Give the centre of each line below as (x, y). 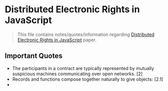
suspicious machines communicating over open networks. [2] (77, 74)
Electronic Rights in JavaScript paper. (57, 40)
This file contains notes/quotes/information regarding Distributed (86, 34)
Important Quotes (34, 56)
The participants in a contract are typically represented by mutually (83, 68)
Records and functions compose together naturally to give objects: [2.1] (88, 79)
